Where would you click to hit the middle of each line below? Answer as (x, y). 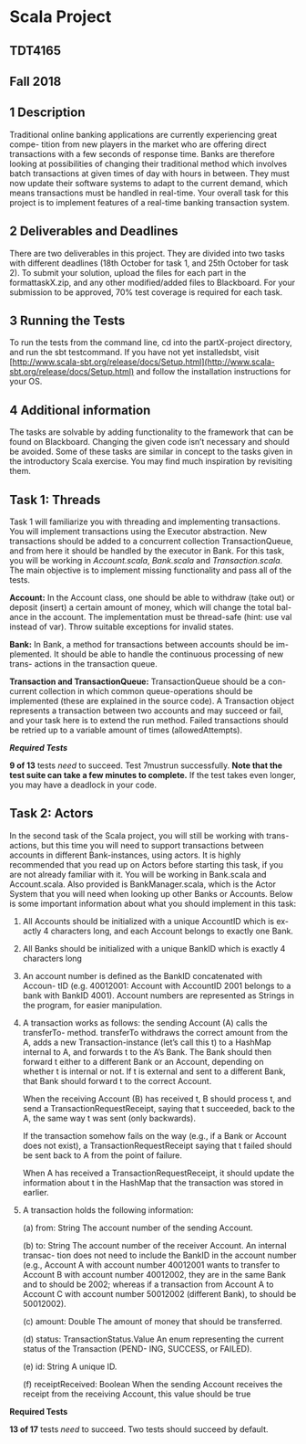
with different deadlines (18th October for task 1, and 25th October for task (149, 263)
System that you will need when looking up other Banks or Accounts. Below (151, 893)
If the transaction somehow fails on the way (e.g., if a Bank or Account (154, 1135)
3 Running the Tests (67, 320)
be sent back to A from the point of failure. (102, 1155)
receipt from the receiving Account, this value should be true (137, 1394)
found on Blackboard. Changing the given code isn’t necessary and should (149, 442)
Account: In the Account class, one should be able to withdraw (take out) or (152, 598)
